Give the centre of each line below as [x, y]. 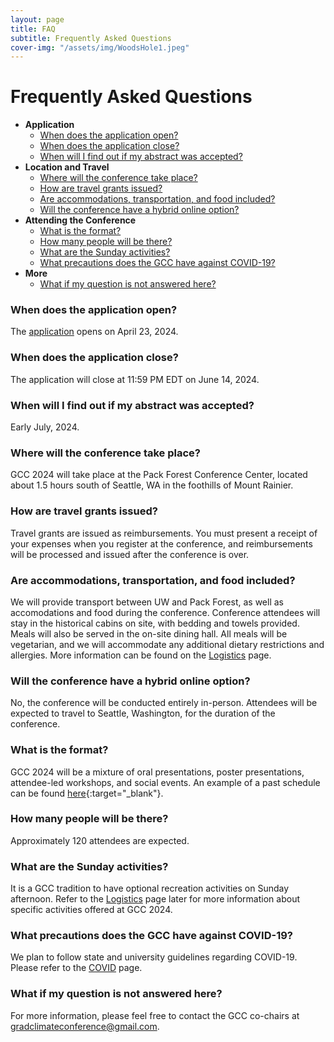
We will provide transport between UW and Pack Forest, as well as [147, 602]
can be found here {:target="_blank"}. [87, 793]
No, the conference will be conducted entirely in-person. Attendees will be [164, 703]
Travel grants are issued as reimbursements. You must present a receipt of [164, 533]
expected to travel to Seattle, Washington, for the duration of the [143, 713]
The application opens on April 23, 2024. [94, 332]
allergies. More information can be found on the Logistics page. [141, 655]
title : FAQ [33, 29]
